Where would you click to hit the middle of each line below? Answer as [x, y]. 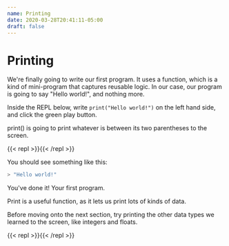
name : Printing [29, 13]
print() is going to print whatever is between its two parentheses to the [107, 128]
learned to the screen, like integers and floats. [72, 222]
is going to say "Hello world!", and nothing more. [76, 94]
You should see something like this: [58, 162]
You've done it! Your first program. [56, 188]
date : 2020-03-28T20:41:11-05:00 [55, 20]
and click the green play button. [52, 115]
